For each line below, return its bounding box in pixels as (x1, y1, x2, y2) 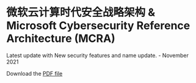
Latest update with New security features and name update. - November (6, 51, 189, 59)
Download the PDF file (6, 70, 63, 77)
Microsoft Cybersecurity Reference (6, 19, 191, 33)
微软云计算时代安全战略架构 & (6, 5, 156, 19)
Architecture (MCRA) (6, 32, 116, 45)
